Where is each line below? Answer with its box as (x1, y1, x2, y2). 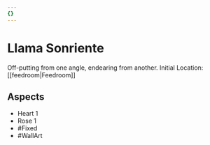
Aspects (7, 91, 45, 102)
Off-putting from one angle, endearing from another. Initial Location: (7, 63, 204, 72)
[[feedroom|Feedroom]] (7, 70, 76, 79)
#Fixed (17, 124, 38, 132)
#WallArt (17, 132, 43, 140)
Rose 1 (17, 116, 37, 125)
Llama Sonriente (7, 40, 104, 56)
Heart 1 (17, 109, 38, 118)
